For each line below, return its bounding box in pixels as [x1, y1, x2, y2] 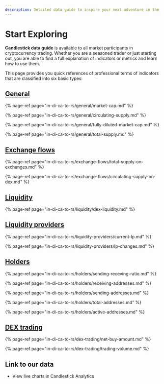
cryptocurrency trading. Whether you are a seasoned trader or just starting [5, 50, 157, 56]
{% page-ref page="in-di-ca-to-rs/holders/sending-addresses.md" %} [5, 290, 149, 296]
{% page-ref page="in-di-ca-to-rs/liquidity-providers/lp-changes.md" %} [5, 243, 155, 249]
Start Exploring [5, 28, 68, 39]
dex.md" [5, 179, 23, 185]
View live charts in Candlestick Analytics [12, 373, 94, 379]
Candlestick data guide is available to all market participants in [5, 45, 134, 51]
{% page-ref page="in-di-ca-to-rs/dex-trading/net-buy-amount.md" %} [5, 336, 151, 342]
